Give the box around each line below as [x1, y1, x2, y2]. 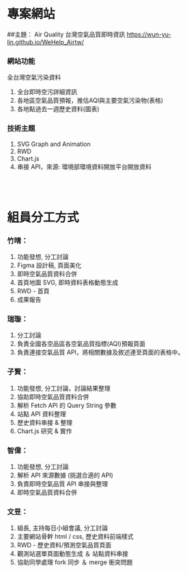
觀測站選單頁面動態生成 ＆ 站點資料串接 [16, 550, 128, 558]
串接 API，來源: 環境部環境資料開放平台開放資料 [16, 162, 152, 171]
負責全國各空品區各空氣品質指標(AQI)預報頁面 [16, 340, 145, 348]
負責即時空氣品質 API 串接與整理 [16, 479, 109, 487]
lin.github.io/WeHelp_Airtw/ [7, 38, 84, 46]
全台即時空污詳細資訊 [16, 88, 77, 96]
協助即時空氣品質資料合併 [16, 392, 89, 401]
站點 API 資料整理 [16, 409, 67, 418]
